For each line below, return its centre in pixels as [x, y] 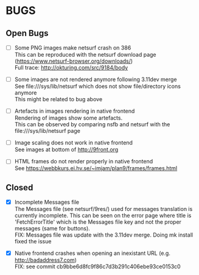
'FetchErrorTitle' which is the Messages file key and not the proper [98, 222]
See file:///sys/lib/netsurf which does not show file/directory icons [97, 87]
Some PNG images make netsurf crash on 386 [73, 48]
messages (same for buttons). [52, 229]
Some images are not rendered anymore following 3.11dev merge [96, 79]
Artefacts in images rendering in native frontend [75, 111]
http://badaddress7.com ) [46, 260]
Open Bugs [27, 33]
